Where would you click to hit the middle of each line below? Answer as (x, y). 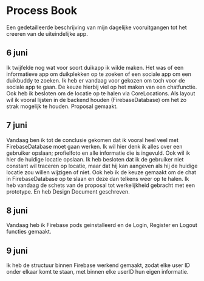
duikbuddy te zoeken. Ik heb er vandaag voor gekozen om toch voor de (96, 80)
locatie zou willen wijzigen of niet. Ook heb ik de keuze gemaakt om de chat (101, 172)
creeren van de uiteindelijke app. (47, 33)
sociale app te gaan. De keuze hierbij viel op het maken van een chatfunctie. (102, 87)
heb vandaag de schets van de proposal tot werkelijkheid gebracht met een (101, 185)
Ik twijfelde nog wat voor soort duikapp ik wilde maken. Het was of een (95, 67)
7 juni (17, 125)
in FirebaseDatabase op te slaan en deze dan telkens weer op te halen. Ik (98, 178)
